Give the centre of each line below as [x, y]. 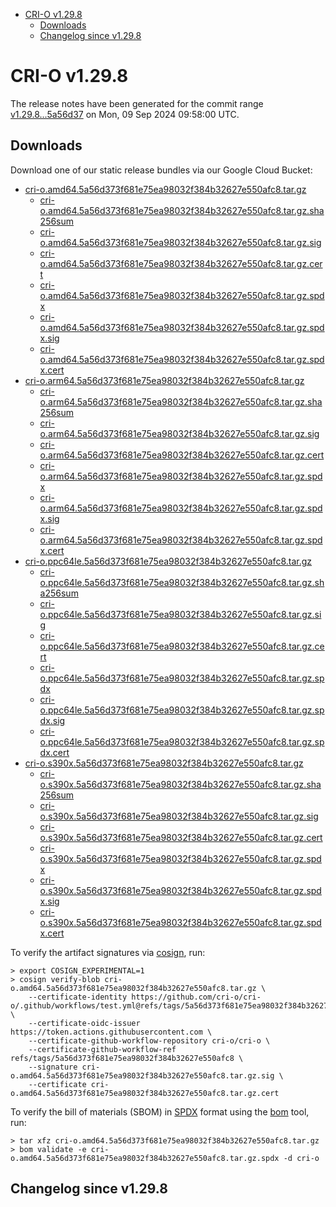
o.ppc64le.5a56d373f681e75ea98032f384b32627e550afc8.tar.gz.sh [182, 582]
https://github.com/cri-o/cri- [196, 997]
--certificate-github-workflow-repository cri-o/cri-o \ [149, 1040]
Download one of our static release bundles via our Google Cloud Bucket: [161, 170]
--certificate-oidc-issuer [84, 1023]
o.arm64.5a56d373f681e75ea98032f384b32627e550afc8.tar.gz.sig [179, 433]
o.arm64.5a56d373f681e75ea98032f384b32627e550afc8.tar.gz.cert [182, 455]
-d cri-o [301, 1158]
